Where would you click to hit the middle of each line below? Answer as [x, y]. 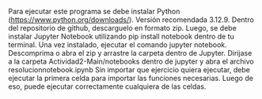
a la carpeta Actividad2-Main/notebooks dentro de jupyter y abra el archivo [131, 61]
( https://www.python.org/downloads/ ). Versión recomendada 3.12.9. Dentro [131, 20]
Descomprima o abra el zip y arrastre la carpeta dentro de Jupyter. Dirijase [130, 53]
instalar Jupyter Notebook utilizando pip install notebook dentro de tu [122, 36]
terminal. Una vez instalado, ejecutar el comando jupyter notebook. [118, 45]
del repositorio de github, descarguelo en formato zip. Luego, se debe [123, 28]
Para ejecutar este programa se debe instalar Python [94, 11]
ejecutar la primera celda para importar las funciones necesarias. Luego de [131, 78]
